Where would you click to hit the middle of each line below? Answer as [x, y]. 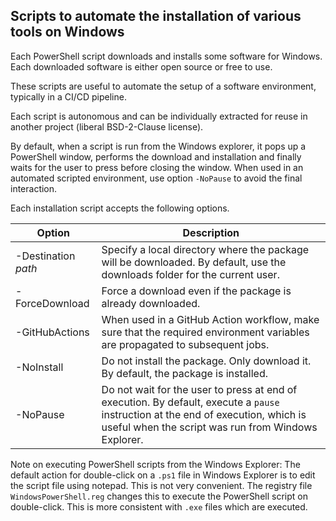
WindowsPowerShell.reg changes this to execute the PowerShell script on [159, 496]
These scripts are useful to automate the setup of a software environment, [163, 86]
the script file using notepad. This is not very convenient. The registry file [161, 485]
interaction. [34, 188]
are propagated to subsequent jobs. [185, 344]
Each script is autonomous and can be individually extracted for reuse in [159, 116]
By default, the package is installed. [184, 373]
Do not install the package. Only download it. [206, 361]
